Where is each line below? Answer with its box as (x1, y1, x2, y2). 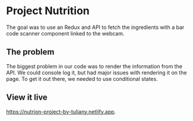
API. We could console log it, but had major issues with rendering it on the (6, 69, 187, 76)
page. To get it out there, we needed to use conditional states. (6, 75, 159, 82)
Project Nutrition (6, 4, 90, 18)
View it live (6, 93, 48, 103)
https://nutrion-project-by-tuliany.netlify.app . (6, 108, 116, 115)
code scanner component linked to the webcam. (6, 30, 125, 37)
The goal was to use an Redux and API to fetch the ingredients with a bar (6, 24, 185, 31)
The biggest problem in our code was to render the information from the (6, 63, 183, 70)
